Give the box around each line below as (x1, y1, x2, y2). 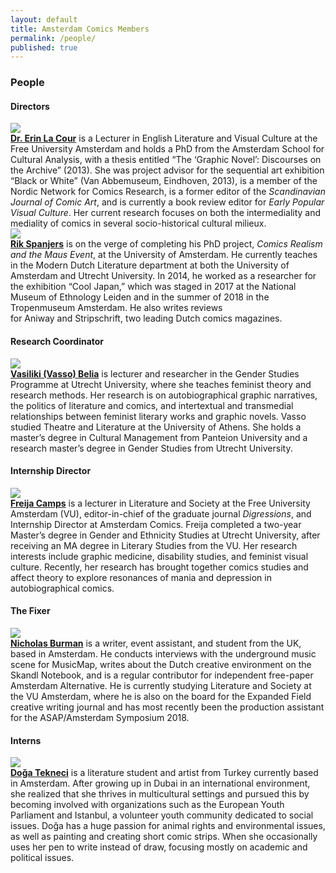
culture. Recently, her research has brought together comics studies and (10, 561, 309, 573)
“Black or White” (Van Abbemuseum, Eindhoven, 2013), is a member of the (10, 175, 318, 187)
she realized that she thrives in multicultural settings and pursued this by (10, 788, 310, 800)
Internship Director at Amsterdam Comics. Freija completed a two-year (10, 518, 302, 530)
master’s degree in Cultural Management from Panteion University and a (10, 431, 308, 443)
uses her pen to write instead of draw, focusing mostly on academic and (10, 841, 308, 853)
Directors (10, 100, 50, 112)
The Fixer (10, 605, 51, 617)
